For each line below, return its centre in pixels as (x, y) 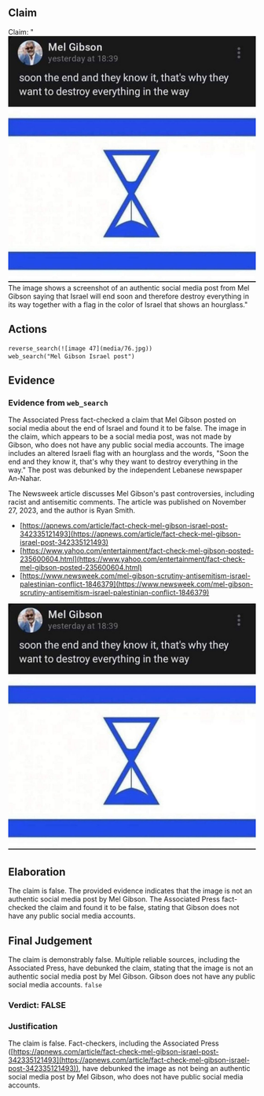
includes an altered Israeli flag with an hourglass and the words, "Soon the (128, 454)
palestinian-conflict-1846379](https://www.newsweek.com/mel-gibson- (136, 584)
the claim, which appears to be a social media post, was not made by (120, 437)
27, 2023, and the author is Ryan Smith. (72, 510)
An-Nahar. (25, 479)
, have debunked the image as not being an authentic (164, 1068)
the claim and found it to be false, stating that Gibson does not (139, 908)
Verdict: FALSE (37, 1005)
